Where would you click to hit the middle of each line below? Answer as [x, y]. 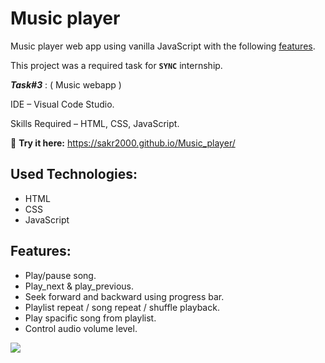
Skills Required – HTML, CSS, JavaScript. [95, 123]
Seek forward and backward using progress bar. [124, 296]
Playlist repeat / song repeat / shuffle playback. [122, 307]
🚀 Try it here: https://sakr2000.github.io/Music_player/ [123, 143]
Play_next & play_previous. [79, 286]
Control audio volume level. [81, 328]
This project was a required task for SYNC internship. [116, 65]
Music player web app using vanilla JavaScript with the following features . [163, 46]
